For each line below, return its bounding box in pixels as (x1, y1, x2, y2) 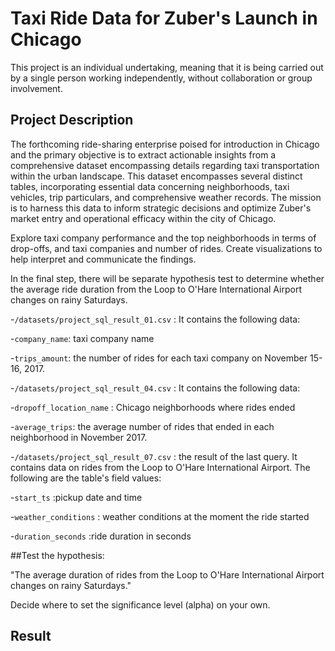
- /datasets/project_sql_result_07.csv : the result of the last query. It (10, 450, 298, 462)
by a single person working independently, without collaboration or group (10, 72, 313, 84)
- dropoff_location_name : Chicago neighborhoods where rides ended (10, 401, 296, 413)
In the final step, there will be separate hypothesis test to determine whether (10, 272, 325, 284)
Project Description (10, 112, 134, 129)
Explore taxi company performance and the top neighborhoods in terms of (10, 232, 317, 244)
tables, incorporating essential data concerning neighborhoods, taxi (10, 180, 290, 192)
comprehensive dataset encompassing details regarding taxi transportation (10, 159, 320, 171)
